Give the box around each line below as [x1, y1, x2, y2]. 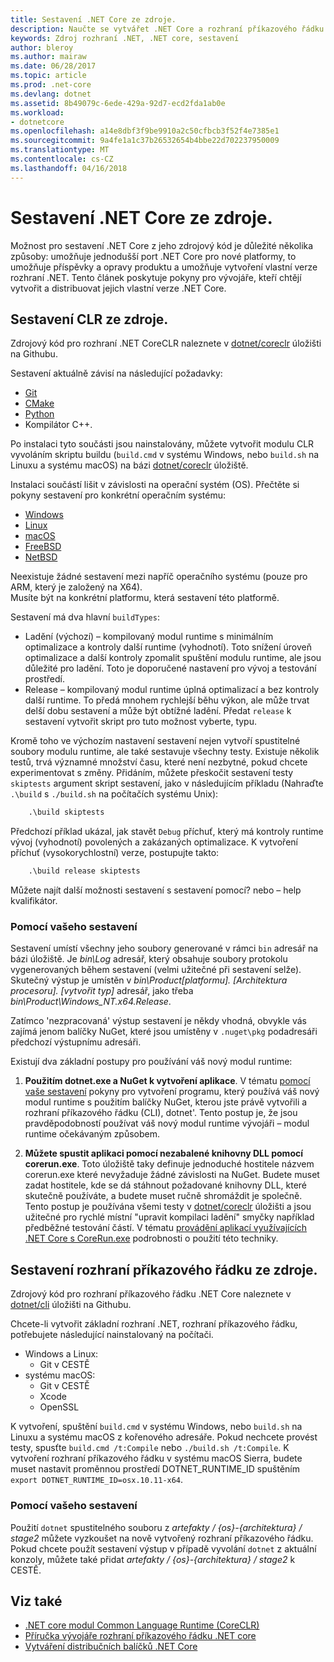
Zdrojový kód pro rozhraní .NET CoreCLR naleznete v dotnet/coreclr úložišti [10, 337, 322, 350]
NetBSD [24, 551, 58, 563]
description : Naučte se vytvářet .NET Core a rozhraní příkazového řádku [10, 24, 325, 34]
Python [24, 408, 55, 420]
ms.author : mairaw [10, 52, 87, 62]
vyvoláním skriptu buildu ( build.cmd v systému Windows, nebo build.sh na [10, 449, 320, 461]
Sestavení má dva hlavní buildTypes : [10, 611, 160, 623]
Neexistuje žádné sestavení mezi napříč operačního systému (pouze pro [10, 571, 308, 583]
